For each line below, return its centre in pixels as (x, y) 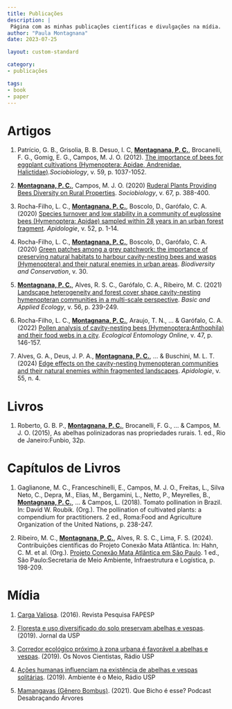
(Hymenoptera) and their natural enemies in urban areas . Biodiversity (116, 264)
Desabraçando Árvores (50, 698)
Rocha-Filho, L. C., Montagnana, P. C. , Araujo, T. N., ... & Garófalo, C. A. (120, 321)
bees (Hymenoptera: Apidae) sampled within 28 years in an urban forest (120, 221)
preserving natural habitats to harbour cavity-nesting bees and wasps (117, 257)
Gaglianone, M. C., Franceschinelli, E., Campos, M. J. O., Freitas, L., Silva (121, 487)
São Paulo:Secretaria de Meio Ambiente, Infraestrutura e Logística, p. (116, 560)
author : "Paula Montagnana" (48, 33)
